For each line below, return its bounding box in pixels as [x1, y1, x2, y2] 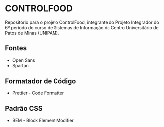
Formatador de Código [5, 77, 76, 85]
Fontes [5, 44, 27, 52]
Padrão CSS [5, 104, 43, 113]
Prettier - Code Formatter [12, 90, 64, 96]
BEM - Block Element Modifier [12, 117, 74, 124]
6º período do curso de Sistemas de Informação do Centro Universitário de [5, 24, 159, 30]
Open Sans [12, 57, 35, 63]
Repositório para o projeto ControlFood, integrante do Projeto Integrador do [5, 19, 160, 25]
